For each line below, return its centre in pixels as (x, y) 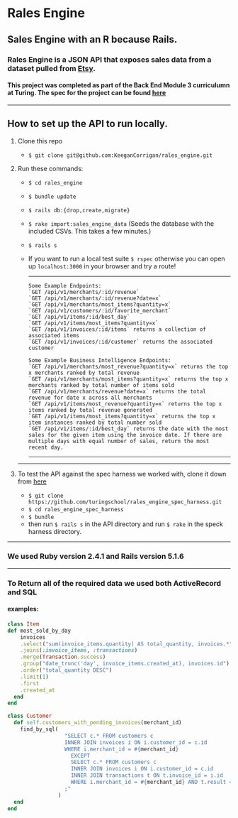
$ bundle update (52, 197)
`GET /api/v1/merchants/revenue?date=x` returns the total (117, 391)
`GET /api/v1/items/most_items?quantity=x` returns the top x (122, 416)
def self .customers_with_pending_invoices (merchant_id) (98, 723)
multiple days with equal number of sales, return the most (119, 441)
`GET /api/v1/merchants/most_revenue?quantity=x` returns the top (128, 366)
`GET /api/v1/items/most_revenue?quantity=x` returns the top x (125, 404)
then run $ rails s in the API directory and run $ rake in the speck (125, 524)
